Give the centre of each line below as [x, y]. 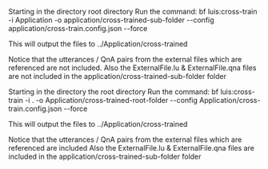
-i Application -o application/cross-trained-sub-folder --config [111, 20]
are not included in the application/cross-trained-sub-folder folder [117, 76]
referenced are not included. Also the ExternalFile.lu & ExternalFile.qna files [132, 68]
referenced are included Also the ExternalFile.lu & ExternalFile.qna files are [131, 148]
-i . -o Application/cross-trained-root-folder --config [112, 100]
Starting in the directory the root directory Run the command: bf [113, 92]
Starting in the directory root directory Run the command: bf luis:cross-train [133, 12]
